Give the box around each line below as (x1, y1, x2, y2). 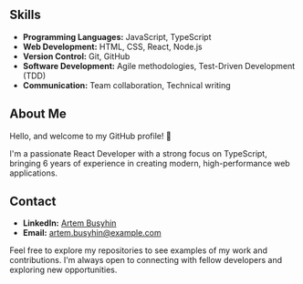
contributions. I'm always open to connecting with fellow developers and (9, 255, 283, 266)
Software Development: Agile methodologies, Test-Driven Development (22, 60, 296, 71)
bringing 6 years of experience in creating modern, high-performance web (9, 157, 290, 168)
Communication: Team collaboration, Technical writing (22, 79, 231, 90)
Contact (9, 194, 57, 209)
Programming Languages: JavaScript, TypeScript (22, 31, 212, 42)
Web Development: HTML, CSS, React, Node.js (22, 41, 203, 52)
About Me (9, 106, 67, 122)
